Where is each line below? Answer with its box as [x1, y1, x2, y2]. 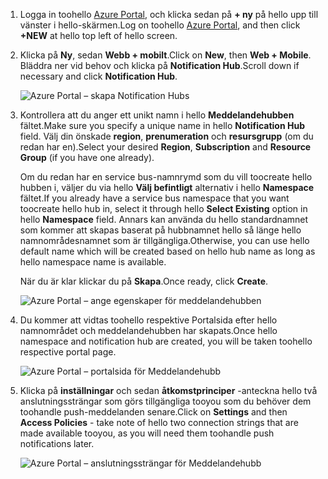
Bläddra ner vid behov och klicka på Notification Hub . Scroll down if [19, 60, 300, 71]
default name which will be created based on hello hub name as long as [19, 245, 316, 257]
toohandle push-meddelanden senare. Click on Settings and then [19, 406, 288, 418]
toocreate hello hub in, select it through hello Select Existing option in [19, 203, 308, 214]
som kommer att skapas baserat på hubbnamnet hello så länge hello [19, 224, 302, 236]
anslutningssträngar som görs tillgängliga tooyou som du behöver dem [19, 395, 312, 407]
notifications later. [19, 438, 95, 449]
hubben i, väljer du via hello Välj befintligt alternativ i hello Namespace [19, 182, 315, 193]
